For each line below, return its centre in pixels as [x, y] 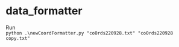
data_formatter [44, 11]
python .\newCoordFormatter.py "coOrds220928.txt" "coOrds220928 [89, 33]
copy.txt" [18, 38]
